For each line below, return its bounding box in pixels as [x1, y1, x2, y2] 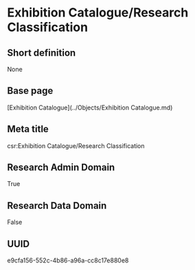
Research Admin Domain [7, 162, 115, 174]
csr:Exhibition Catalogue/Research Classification [7, 141, 146, 149]
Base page [7, 85, 54, 97]
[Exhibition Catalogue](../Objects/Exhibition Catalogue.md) [7, 103, 173, 112]
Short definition [7, 47, 76, 59]
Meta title [7, 123, 49, 135]
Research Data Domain [7, 200, 107, 211]
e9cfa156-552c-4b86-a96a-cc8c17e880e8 [7, 256, 129, 264]
